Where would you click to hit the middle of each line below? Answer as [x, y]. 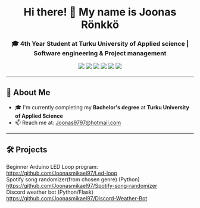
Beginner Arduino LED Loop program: [52, 167]
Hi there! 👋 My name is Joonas [100, 12]
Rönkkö [100, 25]
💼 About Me [28, 92]
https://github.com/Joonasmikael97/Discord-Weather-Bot [77, 198]
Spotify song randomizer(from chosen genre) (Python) [73, 179]
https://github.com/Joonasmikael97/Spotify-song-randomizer [82, 186]
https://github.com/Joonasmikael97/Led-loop [62, 173]
